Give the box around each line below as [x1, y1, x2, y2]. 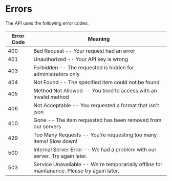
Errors [5, 3, 32, 15]
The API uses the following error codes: [5, 20, 89, 26]
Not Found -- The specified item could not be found [33, 78, 160, 86]
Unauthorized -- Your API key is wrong [33, 55, 128, 63]
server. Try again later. [33, 152, 88, 159]
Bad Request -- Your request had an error [33, 47, 136, 54]
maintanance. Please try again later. [33, 167, 120, 174]
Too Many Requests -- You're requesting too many [33, 131, 157, 138]
